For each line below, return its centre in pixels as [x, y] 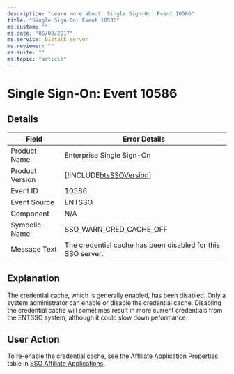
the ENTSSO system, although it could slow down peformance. [97, 317]
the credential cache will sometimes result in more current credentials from [115, 310]
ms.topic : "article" [37, 59]
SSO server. [84, 253]
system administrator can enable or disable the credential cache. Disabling [114, 302]
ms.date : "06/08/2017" [40, 33]
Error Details [144, 139]
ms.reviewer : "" [31, 46]
